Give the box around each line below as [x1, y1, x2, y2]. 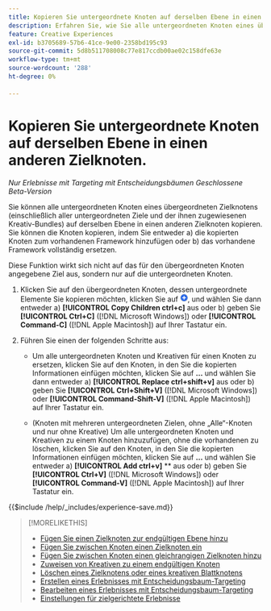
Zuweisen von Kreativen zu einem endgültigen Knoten [40, 559, 220, 568]
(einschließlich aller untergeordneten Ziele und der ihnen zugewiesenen [8, 210, 248, 220]
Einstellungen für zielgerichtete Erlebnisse [40, 593, 181, 603]
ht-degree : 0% [8, 73, 56, 81]
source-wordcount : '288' [8, 64, 92, 73]
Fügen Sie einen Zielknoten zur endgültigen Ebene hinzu [40, 533, 228, 543]
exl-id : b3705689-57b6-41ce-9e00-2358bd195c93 [8, 39, 168, 47]
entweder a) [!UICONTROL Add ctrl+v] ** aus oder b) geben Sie [31, 460, 248, 471]
